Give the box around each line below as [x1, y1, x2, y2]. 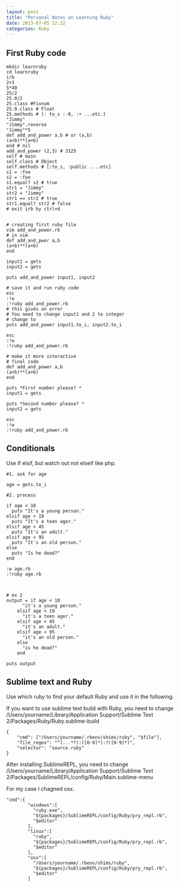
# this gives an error [6, 306, 63, 312]
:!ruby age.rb [6, 571, 42, 577]
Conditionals [6, 443, 55, 454]
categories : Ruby [6, 25, 50, 32]
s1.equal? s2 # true [6, 180, 58, 186]
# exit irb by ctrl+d [6, 206, 61, 212]
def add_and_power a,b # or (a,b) [6, 132, 93, 138]
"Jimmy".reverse [6, 122, 47, 128]
